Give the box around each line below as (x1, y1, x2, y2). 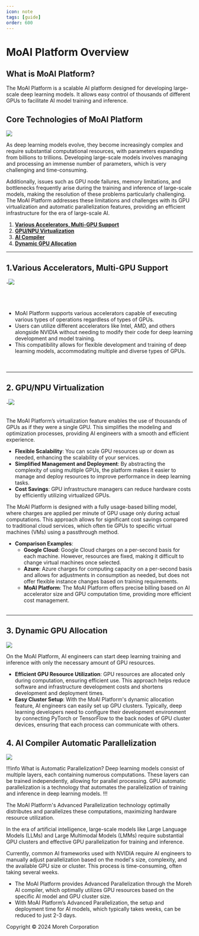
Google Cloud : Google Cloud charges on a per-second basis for (23, 546, 181, 553)
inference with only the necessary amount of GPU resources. (6, 659, 155, 666)
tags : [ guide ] (6, 14, 41, 20)
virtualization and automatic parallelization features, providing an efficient (6, 203, 185, 211)
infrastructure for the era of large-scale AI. (6, 210, 110, 217)
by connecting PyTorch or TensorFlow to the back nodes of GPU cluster (14, 715, 191, 722)
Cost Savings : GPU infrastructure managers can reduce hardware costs (14, 485, 191, 493)
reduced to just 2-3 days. (14, 912, 77, 919)
